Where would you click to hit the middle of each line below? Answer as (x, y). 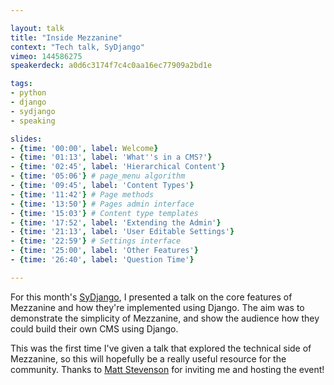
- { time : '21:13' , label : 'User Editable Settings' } (122, 232)
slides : (26, 139)
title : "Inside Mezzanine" (66, 37)
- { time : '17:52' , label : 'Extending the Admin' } (116, 222)
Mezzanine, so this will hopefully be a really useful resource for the (148, 358)
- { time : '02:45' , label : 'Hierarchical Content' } (118, 167)
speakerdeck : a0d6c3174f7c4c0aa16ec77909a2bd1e (111, 66)
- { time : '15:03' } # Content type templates (104, 213)
